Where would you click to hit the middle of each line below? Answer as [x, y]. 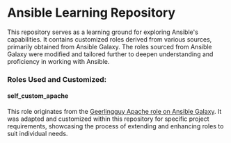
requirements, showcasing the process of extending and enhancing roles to [115, 126]
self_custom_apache [38, 96]
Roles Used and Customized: [57, 79]
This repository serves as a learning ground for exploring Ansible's [103, 32]
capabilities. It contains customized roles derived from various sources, [110, 39]
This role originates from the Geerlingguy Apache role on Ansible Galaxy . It [114, 112]
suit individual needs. [38, 134]
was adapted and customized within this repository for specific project [109, 119]
